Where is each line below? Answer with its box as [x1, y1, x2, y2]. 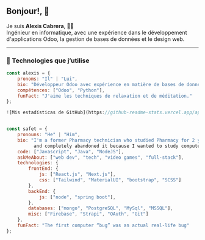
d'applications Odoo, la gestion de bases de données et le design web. [6, 35, 185, 43]
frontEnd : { [28, 165, 59, 172]
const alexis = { [6, 70, 51, 76]
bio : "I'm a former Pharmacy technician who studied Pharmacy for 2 [17, 137, 195, 144]
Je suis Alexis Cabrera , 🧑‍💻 [6, 22, 74, 29]
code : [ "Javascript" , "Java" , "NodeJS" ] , [17, 148, 124, 155]
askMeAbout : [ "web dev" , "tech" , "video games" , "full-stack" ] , [17, 154, 184, 161]
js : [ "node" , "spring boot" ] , [38, 194, 116, 200]
